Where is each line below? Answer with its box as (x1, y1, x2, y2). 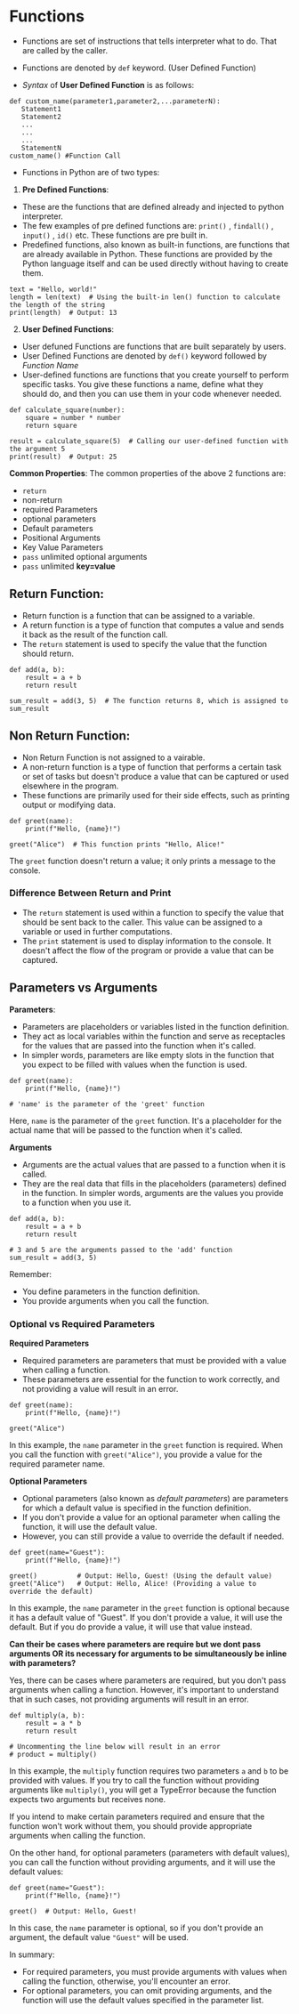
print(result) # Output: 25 (9, 452, 117, 461)
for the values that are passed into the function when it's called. (21, 1039, 256, 1051)
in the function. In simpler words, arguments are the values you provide (21, 1187, 284, 1198)
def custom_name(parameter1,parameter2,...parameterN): (9, 96, 221, 106)
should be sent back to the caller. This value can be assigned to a (21, 917, 263, 927)
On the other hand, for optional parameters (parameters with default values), (9, 1847, 290, 1857)
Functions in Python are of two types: (21, 166, 160, 177)
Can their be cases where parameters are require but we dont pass (9, 1638, 261, 1649)
